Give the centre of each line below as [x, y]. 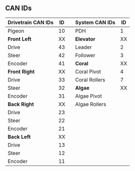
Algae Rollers [91, 104]
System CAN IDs [95, 22]
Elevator [85, 39]
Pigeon [16, 31]
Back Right [21, 104]
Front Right [21, 71]
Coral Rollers [90, 80]
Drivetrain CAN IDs [31, 22]
